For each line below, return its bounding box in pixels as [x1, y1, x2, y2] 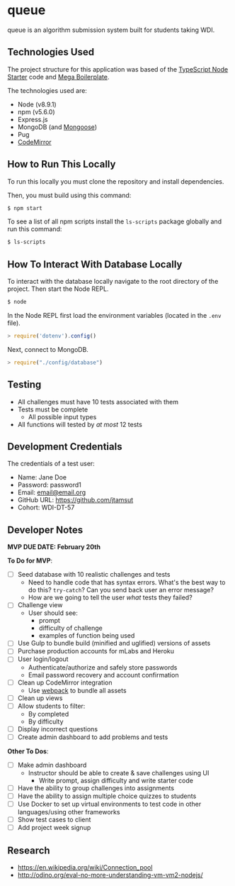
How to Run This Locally [7, 158, 116, 170]
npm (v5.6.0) [17, 107, 55, 116]
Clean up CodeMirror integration [17, 678, 113, 687]
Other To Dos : [7, 747, 49, 755]
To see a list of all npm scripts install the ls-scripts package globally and [7, 217, 222, 226]
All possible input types [28, 412, 97, 421]
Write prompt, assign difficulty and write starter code [38, 776, 193, 785]
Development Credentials [7, 441, 122, 453]
